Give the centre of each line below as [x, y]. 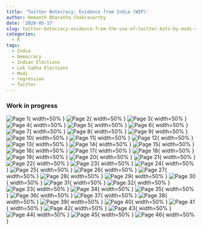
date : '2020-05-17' [31, 23]
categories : [21, 34]
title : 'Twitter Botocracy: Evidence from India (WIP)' [78, 12]
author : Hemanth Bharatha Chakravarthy [56, 17]
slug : [13, 29]
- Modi [20, 73]
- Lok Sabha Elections [40, 68]
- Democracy [27, 57]
